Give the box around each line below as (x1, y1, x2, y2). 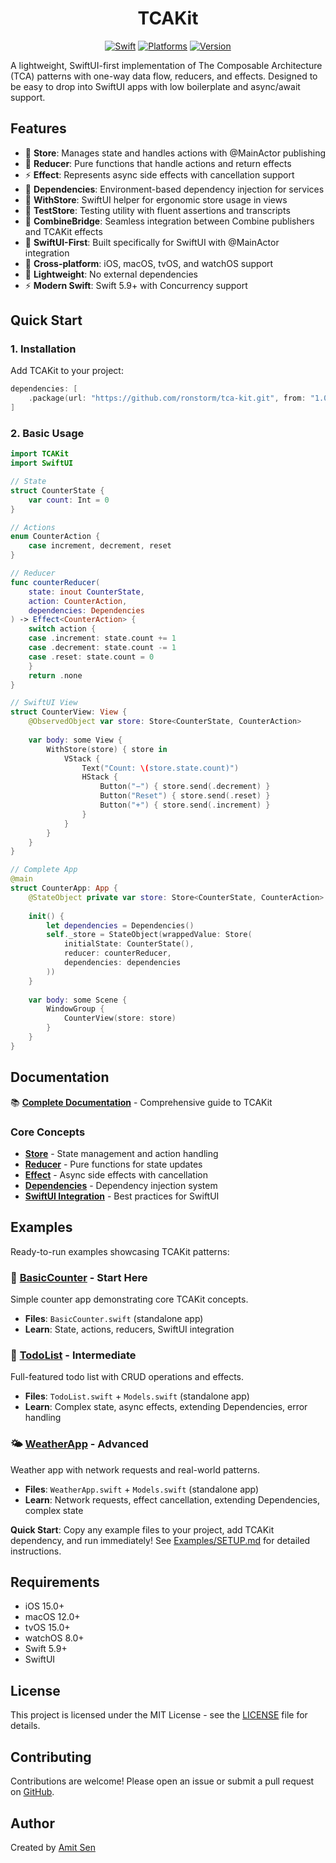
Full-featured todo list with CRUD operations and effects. (10, 1371, 245, 1383)
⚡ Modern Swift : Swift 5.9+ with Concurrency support (24, 279, 248, 291)
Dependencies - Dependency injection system (24, 1179, 218, 1191)
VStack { (63, 753, 101, 764)
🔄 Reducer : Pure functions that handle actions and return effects (24, 157, 292, 169)
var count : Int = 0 (28, 495, 110, 505)
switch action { (28, 624, 97, 634)
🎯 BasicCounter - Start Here (10, 1270, 148, 1284)
